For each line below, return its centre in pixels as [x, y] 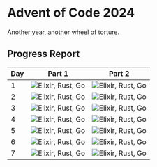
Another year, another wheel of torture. [63, 32]
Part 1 [58, 73]
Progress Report [44, 54]
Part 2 [119, 73]
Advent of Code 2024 [71, 13]
